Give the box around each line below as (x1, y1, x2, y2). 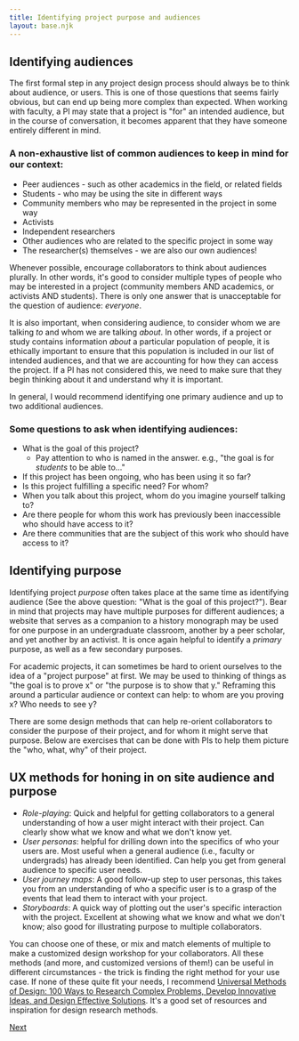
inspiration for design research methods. (9, 1005, 158, 1015)
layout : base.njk (9, 21, 74, 30)
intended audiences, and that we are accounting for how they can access (9, 355, 279, 366)
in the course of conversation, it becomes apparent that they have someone (9, 116, 287, 126)
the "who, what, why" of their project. (9, 744, 147, 755)
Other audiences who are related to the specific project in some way (21, 235, 273, 246)
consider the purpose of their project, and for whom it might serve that (9, 725, 269, 736)
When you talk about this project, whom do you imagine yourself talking (21, 490, 287, 501)
